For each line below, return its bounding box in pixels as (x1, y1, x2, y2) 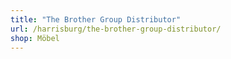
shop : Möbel (10, 33, 60, 43)
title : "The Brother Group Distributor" (10, 14, 182, 25)
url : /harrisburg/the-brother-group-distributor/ (10, 24, 222, 34)
